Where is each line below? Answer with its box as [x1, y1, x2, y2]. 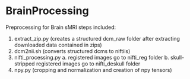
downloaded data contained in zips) [14, 41, 102, 48]
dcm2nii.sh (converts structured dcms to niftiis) [14, 47, 131, 54]
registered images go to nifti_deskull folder [36, 60, 141, 67]
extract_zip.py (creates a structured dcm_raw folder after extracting [14, 35, 180, 42]
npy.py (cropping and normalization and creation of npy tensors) [14, 66, 173, 73]
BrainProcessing [5, 4, 90, 18]
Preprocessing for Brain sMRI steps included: [5, 24, 116, 31]
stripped [14, 60, 35, 67]
